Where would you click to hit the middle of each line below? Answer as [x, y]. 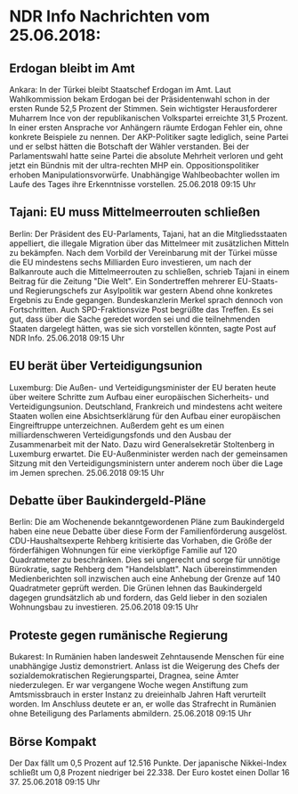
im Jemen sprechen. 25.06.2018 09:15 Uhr [87, 472]
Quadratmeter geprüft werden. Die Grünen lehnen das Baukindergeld [136, 588]
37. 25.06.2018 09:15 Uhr [55, 782]
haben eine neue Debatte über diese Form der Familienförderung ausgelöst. [148, 531]
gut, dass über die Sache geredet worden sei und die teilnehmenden [135, 319]
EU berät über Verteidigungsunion [106, 366]
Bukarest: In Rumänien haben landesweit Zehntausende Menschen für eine [147, 657]
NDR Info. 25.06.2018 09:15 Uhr [67, 338]
